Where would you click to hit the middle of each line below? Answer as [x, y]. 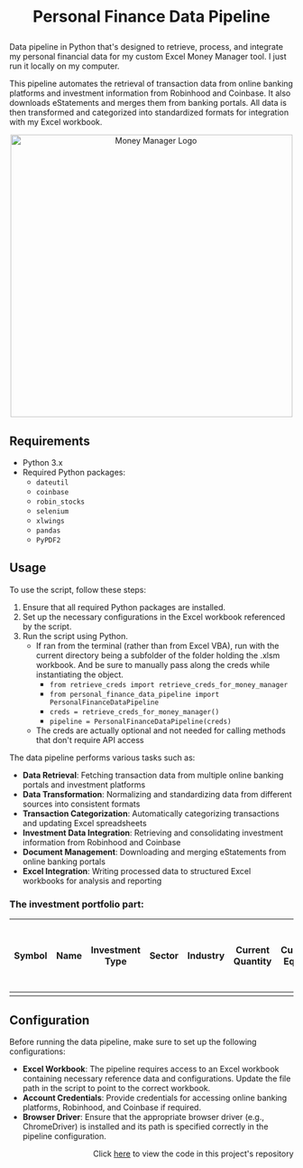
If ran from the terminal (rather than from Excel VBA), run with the [157, 645]
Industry [206, 956]
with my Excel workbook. [56, 122]
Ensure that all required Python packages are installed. [124, 607]
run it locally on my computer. [64, 66]
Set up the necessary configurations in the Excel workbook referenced [154, 617]
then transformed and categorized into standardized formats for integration [149, 113]
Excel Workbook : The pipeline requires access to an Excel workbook [151, 1069]
